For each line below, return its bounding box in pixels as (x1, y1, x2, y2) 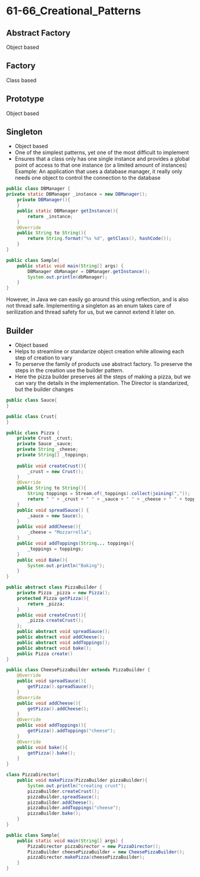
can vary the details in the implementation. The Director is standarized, (14, 380, 189, 386)
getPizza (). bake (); (27, 750, 76, 756)
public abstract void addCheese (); (17, 634, 105, 640)
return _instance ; (27, 213, 73, 220)
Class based (6, 76, 37, 84)
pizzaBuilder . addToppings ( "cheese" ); (27, 805, 121, 811)
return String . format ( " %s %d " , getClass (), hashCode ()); (27, 236, 172, 242)
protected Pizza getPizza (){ (17, 595, 89, 602)
